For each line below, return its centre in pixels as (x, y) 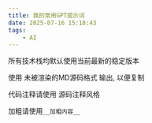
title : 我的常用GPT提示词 (46, 15)
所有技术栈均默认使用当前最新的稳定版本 (74, 61)
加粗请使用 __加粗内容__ (44, 111)
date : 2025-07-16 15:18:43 (52, 23)
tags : (17, 30)
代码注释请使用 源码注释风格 (54, 95)
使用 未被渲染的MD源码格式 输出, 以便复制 (76, 78)
